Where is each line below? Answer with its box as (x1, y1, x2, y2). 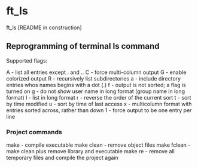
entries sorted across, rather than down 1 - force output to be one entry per (6, 106, 192, 114)
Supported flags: (6, 57, 48, 64)
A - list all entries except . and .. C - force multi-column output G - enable (6, 69, 187, 76)
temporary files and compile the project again (6, 154, 118, 162)
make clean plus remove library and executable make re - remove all (6, 148, 175, 155)
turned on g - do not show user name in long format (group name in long (6, 88, 185, 95)
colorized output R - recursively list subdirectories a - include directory (6, 75, 181, 82)
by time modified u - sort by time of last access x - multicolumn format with (6, 100, 193, 107)
